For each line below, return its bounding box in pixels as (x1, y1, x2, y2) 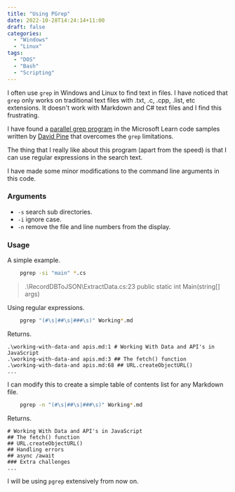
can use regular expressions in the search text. (7, 153, 143, 162)
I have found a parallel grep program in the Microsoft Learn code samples (7, 124, 220, 133)
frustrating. (7, 110, 40, 119)
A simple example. (7, 256, 61, 264)
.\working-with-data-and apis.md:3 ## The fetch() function (7, 356, 187, 363)
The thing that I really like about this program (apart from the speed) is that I (7, 145, 227, 154)
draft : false (7, 23, 46, 30)
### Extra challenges (7, 458, 71, 465)
